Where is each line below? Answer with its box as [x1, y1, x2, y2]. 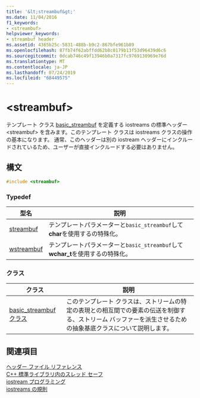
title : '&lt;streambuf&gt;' [6, 8, 76, 15]
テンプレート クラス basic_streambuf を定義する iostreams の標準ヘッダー [6, 121, 187, 129]
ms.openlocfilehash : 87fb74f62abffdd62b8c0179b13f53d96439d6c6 [6, 48, 167, 54]
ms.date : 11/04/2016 [6, 14, 58, 20]
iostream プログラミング [6, 378, 66, 386]
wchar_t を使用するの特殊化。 [48, 250, 132, 258]
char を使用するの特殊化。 [48, 230, 122, 238]
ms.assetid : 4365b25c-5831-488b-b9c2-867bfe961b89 [6, 42, 135, 48]
